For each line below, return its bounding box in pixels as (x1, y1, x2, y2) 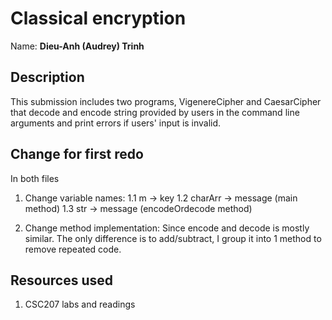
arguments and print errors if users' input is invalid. (10, 117, 222, 129)
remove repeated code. (24, 243, 122, 255)
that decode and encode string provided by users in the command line (10, 106, 300, 118)
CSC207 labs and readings (24, 298, 136, 311)
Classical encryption (10, 7, 187, 30)
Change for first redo (10, 146, 144, 163)
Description (10, 69, 85, 86)
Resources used (10, 272, 113, 289)
